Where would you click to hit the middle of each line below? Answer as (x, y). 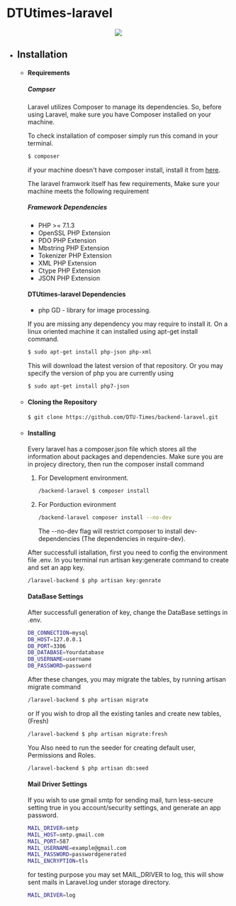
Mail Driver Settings (57, 784)
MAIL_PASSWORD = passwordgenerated (77, 855)
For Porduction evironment (77, 504)
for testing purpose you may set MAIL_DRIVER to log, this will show (125, 875)
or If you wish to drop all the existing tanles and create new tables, (124, 713)
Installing (41, 433)
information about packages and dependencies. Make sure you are (125, 457)
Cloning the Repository (62, 402)
